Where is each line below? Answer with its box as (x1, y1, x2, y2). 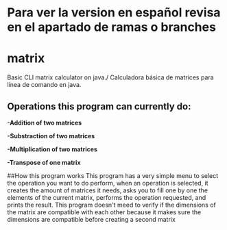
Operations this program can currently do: (7, 101, 191, 112)
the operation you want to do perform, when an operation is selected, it (7, 179, 208, 187)
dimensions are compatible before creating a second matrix (7, 215, 176, 223)
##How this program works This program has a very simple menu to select (7, 171, 219, 179)
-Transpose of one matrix (7, 158, 81, 166)
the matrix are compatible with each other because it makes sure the (7, 207, 202, 216)
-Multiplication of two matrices (7, 145, 98, 153)
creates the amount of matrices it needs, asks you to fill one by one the (7, 186, 208, 194)
